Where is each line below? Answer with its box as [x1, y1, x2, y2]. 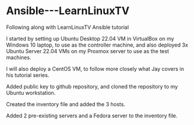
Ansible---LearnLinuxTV [6, 4, 130, 18]
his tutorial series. [6, 71, 50, 78]
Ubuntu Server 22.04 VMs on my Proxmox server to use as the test [6, 47, 169, 54]
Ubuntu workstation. [6, 89, 56, 96]
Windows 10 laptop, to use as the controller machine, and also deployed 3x [6, 41, 189, 48]
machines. [6, 54, 31, 61]
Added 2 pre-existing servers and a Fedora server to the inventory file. [6, 112, 178, 119]
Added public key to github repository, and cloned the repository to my [6, 83, 178, 90]
